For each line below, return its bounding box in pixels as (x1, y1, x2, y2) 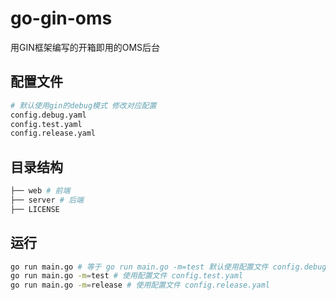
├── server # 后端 (10, 195, 84, 205)
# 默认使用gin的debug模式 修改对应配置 (10, 100, 157, 111)
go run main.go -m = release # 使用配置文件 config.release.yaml (10, 280, 271, 291)
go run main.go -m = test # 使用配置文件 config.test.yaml (10, 271, 244, 281)
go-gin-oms (10, 7, 113, 30)
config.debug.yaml (10, 110, 87, 120)
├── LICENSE (10, 204, 60, 214)
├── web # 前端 (10, 186, 71, 196)
